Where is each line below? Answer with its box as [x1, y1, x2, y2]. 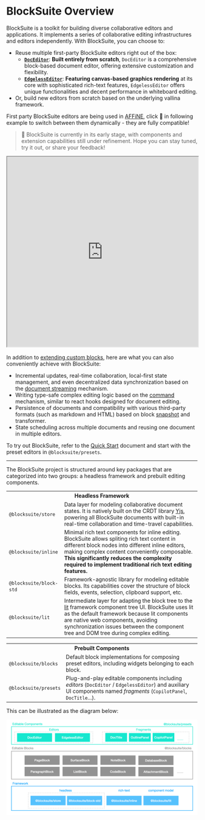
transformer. [15, 417, 47, 424]
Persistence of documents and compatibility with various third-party [15, 404, 186, 411]
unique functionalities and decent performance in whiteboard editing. [24, 88, 198, 95]
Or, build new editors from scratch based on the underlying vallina [15, 94, 181, 102]
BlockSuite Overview [6, 4, 114, 18]
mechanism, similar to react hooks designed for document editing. [15, 397, 181, 405]
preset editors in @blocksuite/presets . [6, 448, 102, 456]
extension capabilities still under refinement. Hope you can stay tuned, [21, 137, 198, 144]
